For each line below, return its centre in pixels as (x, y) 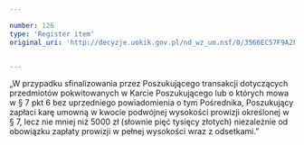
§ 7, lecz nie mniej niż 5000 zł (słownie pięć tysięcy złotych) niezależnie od (149, 122)
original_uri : (36, 42)
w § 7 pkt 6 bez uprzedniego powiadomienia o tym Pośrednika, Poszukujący (152, 103)
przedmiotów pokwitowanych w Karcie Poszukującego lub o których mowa (149, 93)
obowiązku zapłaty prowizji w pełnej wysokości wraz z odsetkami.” (134, 131)
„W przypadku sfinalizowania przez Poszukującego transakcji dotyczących (149, 84)
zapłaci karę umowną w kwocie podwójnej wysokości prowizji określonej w (149, 113)
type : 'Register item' (52, 34)
